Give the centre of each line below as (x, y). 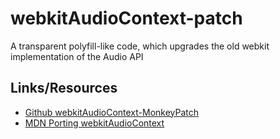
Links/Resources (64, 88)
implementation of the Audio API (77, 56)
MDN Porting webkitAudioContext (94, 123)
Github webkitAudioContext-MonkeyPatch (112, 112)
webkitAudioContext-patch (126, 18)
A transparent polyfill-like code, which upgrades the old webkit (140, 46)
